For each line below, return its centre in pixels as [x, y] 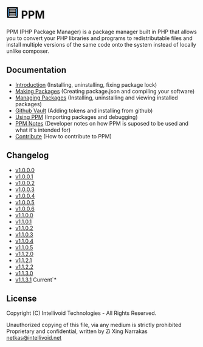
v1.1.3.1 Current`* [36, 280]
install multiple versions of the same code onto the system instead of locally [101, 44]
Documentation [36, 70]
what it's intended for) [43, 130]
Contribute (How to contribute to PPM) [64, 136]
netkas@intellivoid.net [34, 338]
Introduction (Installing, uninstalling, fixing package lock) [86, 84]
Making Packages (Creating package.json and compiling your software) [105, 91]
